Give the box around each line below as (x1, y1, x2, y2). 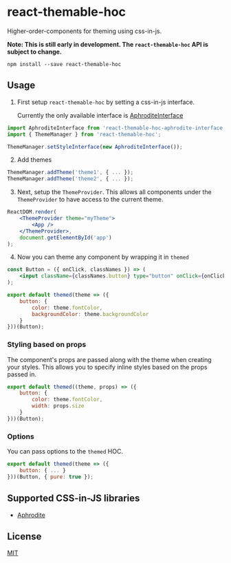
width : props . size (32, 403, 85, 410)
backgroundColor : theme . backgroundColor (32, 310, 149, 317)
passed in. (7, 370, 36, 379)
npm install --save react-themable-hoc (7, 61, 122, 67)
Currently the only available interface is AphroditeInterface (16, 111, 184, 119)
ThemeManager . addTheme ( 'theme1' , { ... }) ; (7, 169, 134, 176)
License (7, 531, 42, 542)
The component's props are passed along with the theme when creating (7, 355, 212, 363)
